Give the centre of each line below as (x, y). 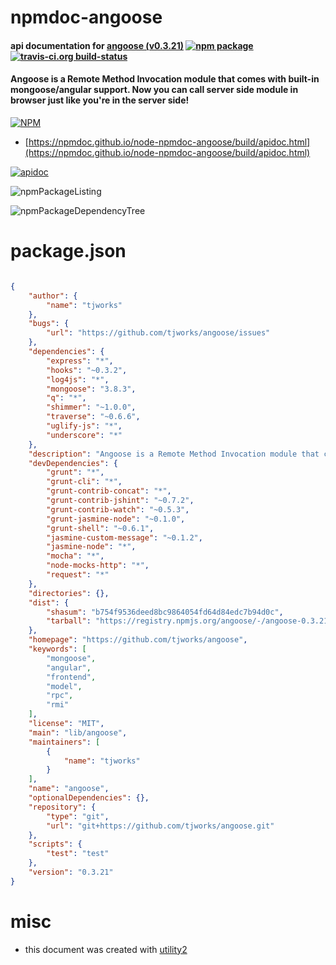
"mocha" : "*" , (75, 556)
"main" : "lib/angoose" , (78, 732)
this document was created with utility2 (106, 949)
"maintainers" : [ (64, 742)
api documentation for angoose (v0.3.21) (97, 45)
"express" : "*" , (80, 361)
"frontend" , (71, 677)
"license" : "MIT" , (66, 724)
